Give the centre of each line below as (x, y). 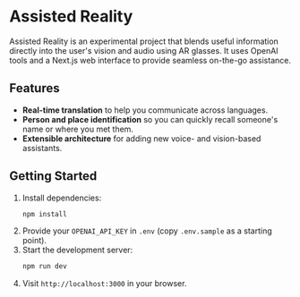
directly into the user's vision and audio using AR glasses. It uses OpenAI (144, 50)
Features (34, 88)
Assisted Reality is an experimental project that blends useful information (144, 41)
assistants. (42, 148)
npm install (44, 214)
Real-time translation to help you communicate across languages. (145, 110)
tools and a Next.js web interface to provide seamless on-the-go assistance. (150, 60)
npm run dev (44, 267)
